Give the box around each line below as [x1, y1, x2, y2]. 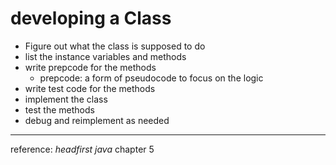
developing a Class [10, 7, 172, 30]
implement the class [24, 93, 108, 105]
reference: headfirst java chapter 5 [10, 143, 155, 155]
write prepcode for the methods [24, 61, 157, 73]
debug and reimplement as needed [24, 114, 170, 126]
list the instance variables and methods [24, 50, 187, 62]
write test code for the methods [24, 82, 156, 94]
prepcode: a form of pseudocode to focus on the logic [39, 72, 264, 84]
